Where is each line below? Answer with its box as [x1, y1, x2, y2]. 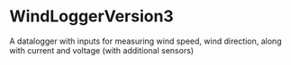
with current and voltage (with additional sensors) [9, 45, 195, 55]
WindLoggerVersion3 [9, 6, 174, 27]
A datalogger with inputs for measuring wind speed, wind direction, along [9, 36, 282, 46]
